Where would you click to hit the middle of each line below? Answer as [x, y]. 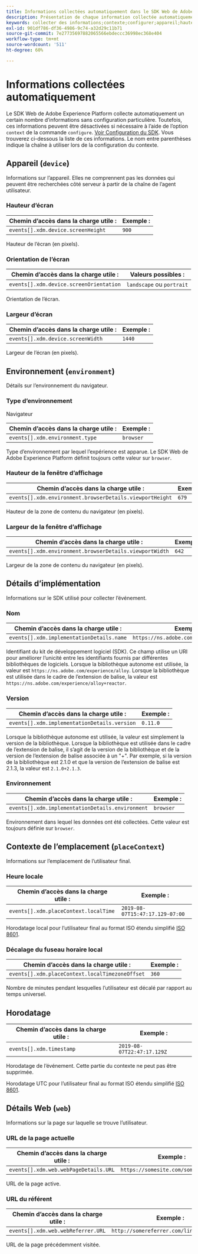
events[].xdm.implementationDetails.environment [79, 808]
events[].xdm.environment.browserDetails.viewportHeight [90, 498]
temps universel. [26, 994]
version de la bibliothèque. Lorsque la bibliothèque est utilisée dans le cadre [98, 743]
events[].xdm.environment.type [53, 438]
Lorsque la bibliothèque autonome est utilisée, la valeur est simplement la [95, 737]
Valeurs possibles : [157, 274]
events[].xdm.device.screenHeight [57, 230]
